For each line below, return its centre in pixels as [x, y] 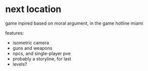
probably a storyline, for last [42, 58]
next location [33, 9]
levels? [20, 64]
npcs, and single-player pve [41, 53]
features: [15, 33]
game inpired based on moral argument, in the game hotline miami [74, 23]
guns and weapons [32, 48]
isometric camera [31, 43]
